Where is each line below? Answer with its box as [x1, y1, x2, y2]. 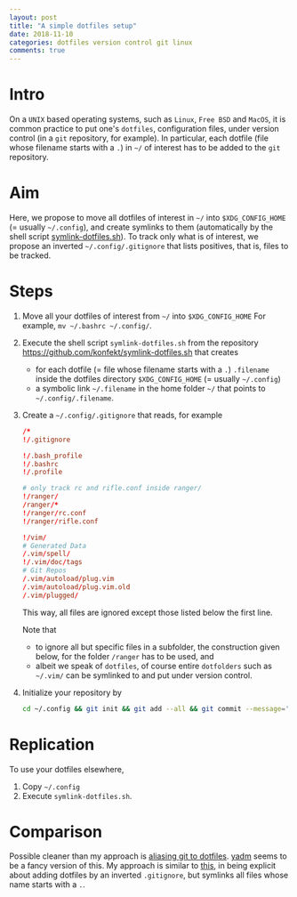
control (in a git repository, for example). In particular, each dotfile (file [9, 133, 269, 143]
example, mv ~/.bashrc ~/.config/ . [21, 319, 153, 330]
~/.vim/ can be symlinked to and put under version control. [35, 669, 253, 681]
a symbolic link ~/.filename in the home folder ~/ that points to [35, 383, 266, 393]
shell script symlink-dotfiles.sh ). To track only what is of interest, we [9, 231, 260, 241]
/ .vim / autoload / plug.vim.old [21, 582, 131, 592]
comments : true [9, 46, 66, 55]
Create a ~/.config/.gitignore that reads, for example [21, 409, 223, 420]
